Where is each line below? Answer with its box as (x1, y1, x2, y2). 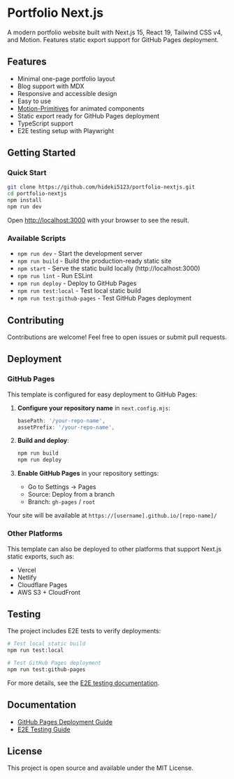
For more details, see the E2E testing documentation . (7, 678, 160, 687)
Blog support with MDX (17, 82, 85, 90)
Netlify (17, 573, 37, 581)
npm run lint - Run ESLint (17, 272, 93, 280)
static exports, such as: (7, 552, 75, 560)
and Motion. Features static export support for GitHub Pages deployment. (7, 35, 219, 43)
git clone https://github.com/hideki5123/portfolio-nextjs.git (7, 184, 196, 191)
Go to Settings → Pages (27, 483, 96, 491)
